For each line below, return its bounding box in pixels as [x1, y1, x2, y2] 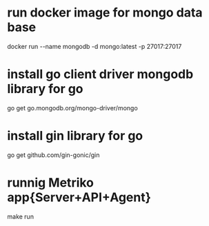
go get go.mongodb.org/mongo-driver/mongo [7, 103, 138, 112]
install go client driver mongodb [7, 67, 194, 82]
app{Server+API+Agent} [7, 189, 152, 205]
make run [7, 212, 34, 220]
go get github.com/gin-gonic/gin [7, 150, 100, 159]
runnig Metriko [7, 175, 94, 190]
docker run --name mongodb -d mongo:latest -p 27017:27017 [7, 42, 182, 50]
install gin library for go [7, 128, 143, 144]
